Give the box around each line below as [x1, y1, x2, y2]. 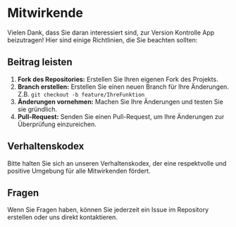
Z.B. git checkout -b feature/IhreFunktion [17, 90, 145, 98]
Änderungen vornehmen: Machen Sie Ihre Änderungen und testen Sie [17, 97, 223, 106]
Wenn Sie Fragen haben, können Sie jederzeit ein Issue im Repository [7, 206, 209, 214]
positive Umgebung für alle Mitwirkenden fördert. [7, 166, 151, 175]
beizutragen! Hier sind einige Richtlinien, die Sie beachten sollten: [7, 35, 198, 44]
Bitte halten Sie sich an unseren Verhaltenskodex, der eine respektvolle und [7, 159, 227, 167]
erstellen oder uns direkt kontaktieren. [7, 213, 118, 221]
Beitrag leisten [7, 56, 73, 68]
